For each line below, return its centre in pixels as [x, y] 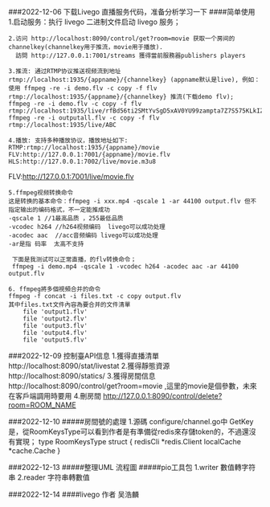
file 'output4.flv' [55, 333]
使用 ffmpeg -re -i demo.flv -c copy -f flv [83, 88]
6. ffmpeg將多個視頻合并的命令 [55, 289]
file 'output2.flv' [55, 319]
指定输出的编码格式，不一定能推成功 [59, 210]
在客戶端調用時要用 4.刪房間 [55, 396]
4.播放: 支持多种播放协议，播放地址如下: [68, 141]
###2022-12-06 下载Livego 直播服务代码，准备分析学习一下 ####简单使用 [132, 12]
